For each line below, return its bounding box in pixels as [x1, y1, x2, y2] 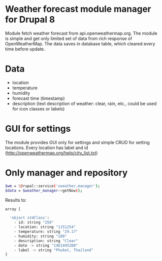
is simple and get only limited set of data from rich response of [5, 36, 132, 41]
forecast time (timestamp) [12, 95, 65, 101]
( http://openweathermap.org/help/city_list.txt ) [5, 149, 98, 156]
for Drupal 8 [5, 14, 55, 25]
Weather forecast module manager [5, 3, 151, 15]
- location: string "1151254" [14, 224, 76, 230]
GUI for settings [5, 123, 71, 134]
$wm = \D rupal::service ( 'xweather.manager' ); [5, 184, 100, 188]
